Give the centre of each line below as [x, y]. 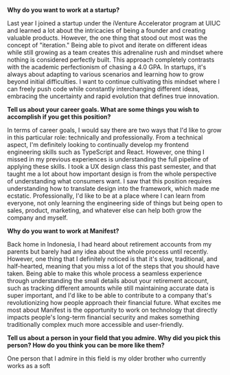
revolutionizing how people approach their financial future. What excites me [114, 303]
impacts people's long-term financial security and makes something [103, 317]
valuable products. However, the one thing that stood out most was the [107, 38]
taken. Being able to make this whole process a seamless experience [105, 273]
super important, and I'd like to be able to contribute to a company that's [110, 295]
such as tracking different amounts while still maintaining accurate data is [111, 288]
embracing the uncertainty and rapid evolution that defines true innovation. [113, 96]
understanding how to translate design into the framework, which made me [113, 189]
